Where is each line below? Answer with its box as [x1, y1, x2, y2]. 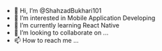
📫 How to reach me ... [13, 37, 79, 44]
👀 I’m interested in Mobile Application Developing [13, 14, 156, 22]
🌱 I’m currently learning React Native [13, 21, 120, 29]
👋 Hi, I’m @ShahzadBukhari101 [13, 7, 102, 14]
